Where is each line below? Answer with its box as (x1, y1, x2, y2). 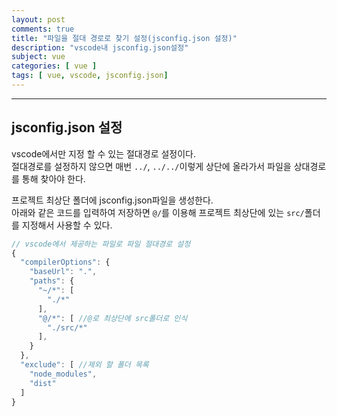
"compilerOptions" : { (20, 257, 111, 268)
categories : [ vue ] (11, 61, 98, 71)
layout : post (11, 14, 66, 25)
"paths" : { (29, 276, 75, 286)
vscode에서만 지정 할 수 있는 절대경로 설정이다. (11, 147, 197, 160)
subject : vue (11, 52, 66, 62)
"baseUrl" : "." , (29, 267, 98, 277)
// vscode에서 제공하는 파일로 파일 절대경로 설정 (11, 239, 191, 249)
